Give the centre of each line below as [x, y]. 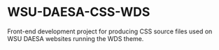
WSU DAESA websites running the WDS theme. [76, 38]
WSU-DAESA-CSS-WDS [79, 12]
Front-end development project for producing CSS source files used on [110, 31]
